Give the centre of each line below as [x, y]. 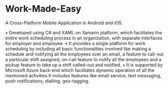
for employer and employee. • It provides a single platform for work [75, 43]
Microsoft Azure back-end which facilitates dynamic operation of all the [80, 70]
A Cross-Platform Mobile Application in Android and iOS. [64, 23]
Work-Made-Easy [43, 9]
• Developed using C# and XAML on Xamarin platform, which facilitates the [83, 32]
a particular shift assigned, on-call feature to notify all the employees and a [83, 59]
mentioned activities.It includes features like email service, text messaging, [83, 75]
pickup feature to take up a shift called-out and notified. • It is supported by [84, 65]
